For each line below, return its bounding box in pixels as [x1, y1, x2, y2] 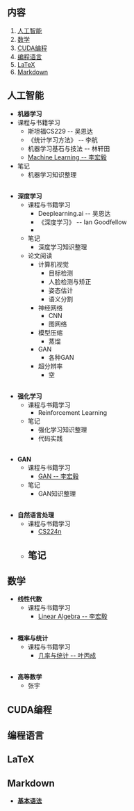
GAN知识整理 [37, 489, 76, 498]
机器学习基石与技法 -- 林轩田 [27, 144, 110, 152]
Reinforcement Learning [37, 409, 108, 417]
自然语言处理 [17, 511, 54, 519]
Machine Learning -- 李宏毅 [27, 152, 107, 162]
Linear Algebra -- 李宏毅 [37, 612, 108, 621]
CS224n [37, 528, 62, 536]
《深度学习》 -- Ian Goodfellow [37, 218, 127, 226]
